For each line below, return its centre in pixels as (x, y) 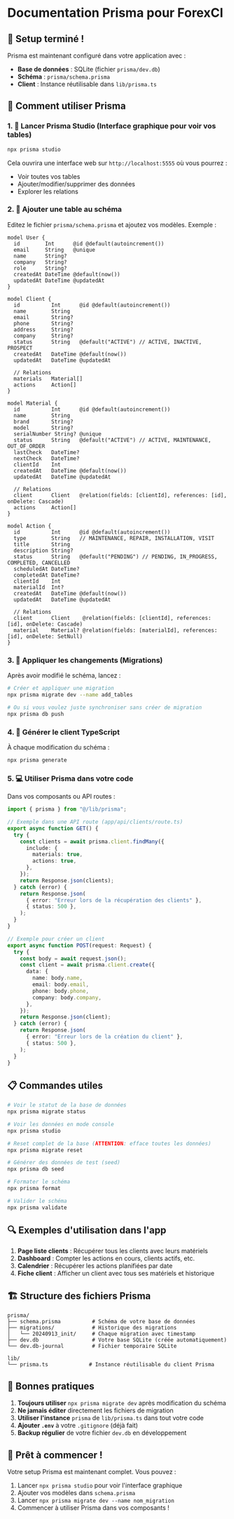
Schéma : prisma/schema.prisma (64, 76)
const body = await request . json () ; (74, 959)
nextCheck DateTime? (47, 458)
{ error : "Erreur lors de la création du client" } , (104, 1037)
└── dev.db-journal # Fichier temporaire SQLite (92, 1346)
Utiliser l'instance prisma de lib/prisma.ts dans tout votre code (111, 1418)
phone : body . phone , (61, 991)
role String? (41, 268)
